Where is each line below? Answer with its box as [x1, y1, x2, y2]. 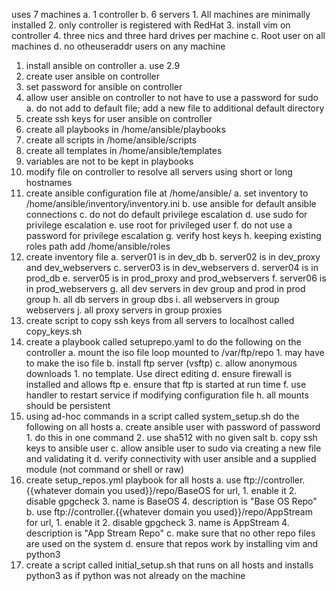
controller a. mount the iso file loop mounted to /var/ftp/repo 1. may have [25, 347, 325, 358]
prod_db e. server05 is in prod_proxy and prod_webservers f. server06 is [25, 272, 327, 284]
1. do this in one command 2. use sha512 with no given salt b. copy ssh [25, 432, 318, 443]
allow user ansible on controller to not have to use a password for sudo [25, 92, 319, 103]
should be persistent [25, 400, 111, 411]
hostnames [25, 177, 73, 188]
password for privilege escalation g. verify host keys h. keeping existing [25, 230, 322, 241]
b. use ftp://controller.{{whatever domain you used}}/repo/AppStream [25, 506, 313, 518]
